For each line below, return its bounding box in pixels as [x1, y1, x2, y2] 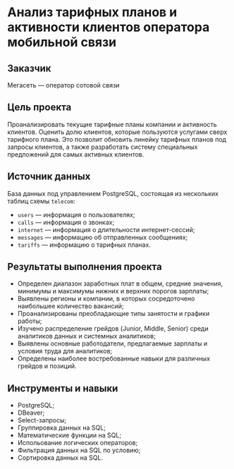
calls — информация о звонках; [17, 218, 115, 226]
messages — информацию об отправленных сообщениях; [17, 233, 188, 241]
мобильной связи [7, 35, 117, 50]
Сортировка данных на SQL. [17, 453, 104, 462]
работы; [17, 317, 42, 325]
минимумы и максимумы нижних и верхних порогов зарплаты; [17, 287, 209, 296]
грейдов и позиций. [17, 362, 77, 370]
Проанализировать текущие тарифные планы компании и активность [7, 120, 217, 128]
